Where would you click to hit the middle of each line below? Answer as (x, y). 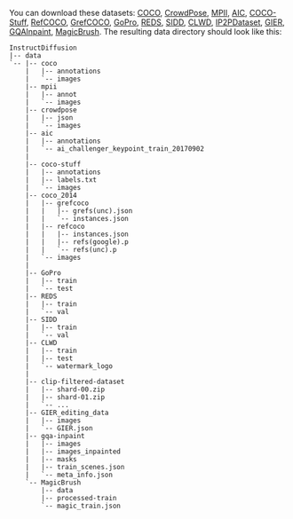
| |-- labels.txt (61, 180)
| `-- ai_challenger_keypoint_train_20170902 (115, 149)
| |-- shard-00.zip (65, 389)
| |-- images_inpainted (73, 452)
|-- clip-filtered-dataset (75, 381)
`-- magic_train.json (81, 506)
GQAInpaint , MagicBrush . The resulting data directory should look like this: (146, 31)
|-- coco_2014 (51, 195)
